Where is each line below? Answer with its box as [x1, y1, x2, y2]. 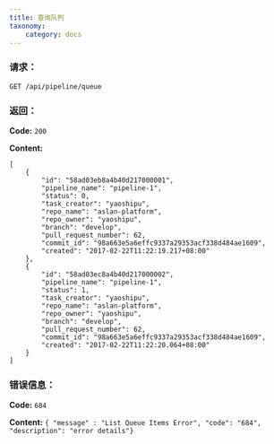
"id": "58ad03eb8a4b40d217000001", [41, 176, 175, 185]
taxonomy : [9, 22, 47, 30]
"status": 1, [41, 285, 90, 294]
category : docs [25, 30, 82, 39]
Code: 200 [9, 125, 47, 135]
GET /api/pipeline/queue [9, 82, 102, 91]
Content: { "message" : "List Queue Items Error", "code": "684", [9, 417, 262, 428]
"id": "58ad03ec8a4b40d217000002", [41, 270, 175, 279]
